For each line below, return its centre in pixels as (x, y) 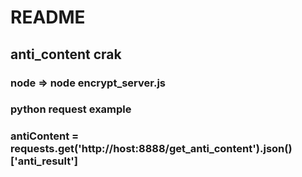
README (48, 17)
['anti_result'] (44, 161)
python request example (71, 109)
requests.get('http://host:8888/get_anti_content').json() (151, 149)
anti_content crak (66, 54)
